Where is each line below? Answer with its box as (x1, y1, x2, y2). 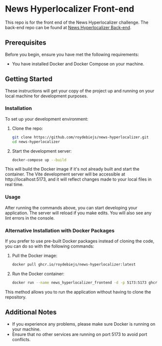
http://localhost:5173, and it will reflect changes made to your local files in (5, 176, 152, 182)
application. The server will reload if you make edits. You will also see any (5, 210, 152, 216)
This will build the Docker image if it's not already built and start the (5, 166, 140, 172)
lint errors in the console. (5, 215, 55, 221)
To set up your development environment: (5, 116, 88, 122)
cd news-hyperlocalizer (12, 139, 60, 144)
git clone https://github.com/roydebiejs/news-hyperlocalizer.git (12, 135, 149, 140)
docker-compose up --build (12, 157, 67, 162)
